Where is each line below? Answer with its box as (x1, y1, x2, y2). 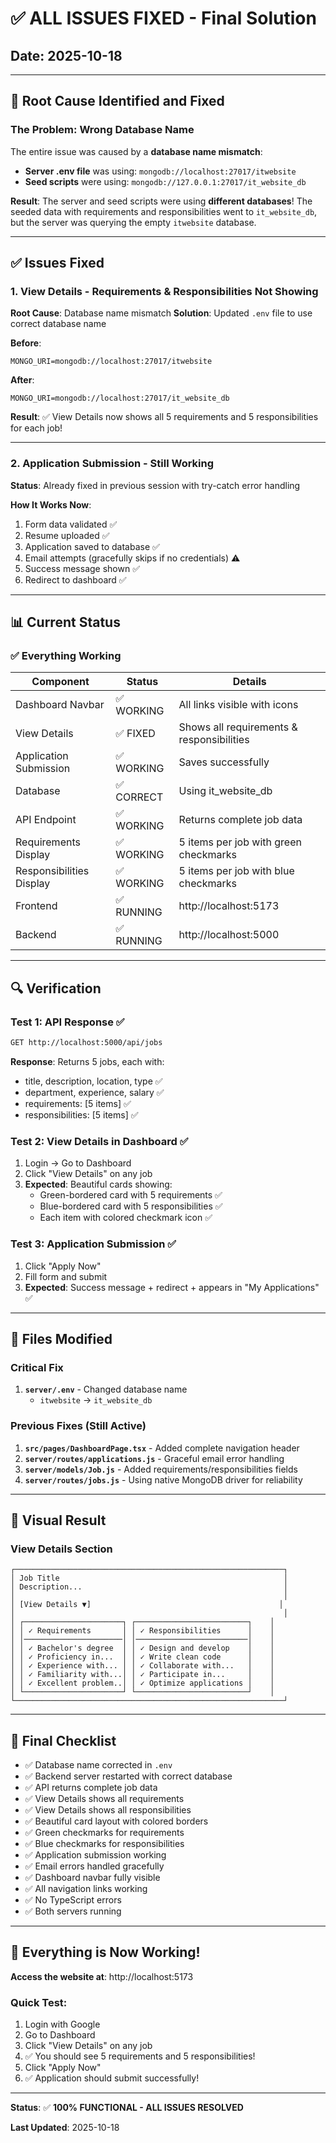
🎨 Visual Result (10, 1512, 107, 1529)
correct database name (10, 318, 107, 330)
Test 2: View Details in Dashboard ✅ (10, 1134, 189, 1148)
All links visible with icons (178, 698, 299, 712)
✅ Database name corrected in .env (24, 1759, 173, 1771)
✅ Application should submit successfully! (24, 2072, 200, 2084)
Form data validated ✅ (24, 518, 118, 530)
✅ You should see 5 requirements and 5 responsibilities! (24, 2050, 256, 2062)
